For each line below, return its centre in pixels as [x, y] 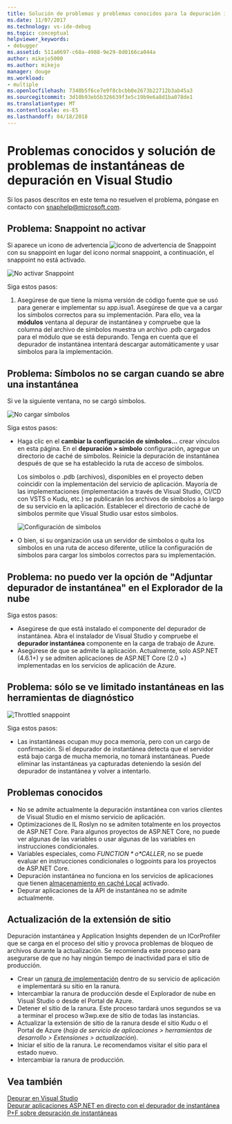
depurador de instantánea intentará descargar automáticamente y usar [118, 344]
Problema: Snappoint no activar [77, 228]
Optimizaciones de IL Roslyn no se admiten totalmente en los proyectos [119, 824]
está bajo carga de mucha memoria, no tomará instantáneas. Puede [114, 756]
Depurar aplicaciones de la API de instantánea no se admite [102, 890]
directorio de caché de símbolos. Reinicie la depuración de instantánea [118, 456]
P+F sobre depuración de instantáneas [62, 1113]
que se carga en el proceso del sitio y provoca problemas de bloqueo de [110, 943]
